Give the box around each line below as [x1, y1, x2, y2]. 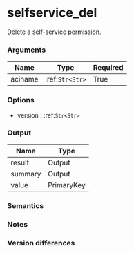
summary [10, 169, 41, 178]
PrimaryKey [48, 180, 86, 189]
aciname [10, 75, 39, 84]
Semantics [7, 200, 44, 210]
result [10, 158, 30, 167]
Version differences [7, 238, 75, 247]
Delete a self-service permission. [7, 28, 102, 36]
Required [93, 63, 124, 73]
